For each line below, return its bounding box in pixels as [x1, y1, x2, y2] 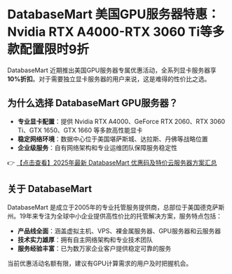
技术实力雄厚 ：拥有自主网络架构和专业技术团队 [17, 235, 153, 244]
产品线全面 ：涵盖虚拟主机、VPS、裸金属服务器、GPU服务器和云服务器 [17, 226, 221, 235]
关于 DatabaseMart [7, 183, 93, 195]
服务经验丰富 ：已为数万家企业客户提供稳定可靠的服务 [17, 244, 172, 252]
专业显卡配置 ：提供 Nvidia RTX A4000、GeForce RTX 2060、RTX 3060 [17, 117, 226, 125]
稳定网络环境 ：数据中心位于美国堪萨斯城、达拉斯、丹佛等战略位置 [17, 135, 208, 143]
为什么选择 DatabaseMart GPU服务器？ [7, 97, 179, 109]
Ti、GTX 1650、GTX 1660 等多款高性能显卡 [17, 125, 143, 134]
